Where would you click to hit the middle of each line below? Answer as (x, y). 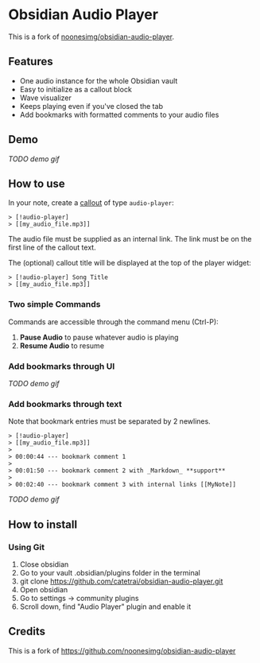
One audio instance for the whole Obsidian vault (99, 80)
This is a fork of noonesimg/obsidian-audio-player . (91, 37)
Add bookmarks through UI (62, 366)
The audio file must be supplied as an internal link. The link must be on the (130, 239)
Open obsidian (44, 589)
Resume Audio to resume (62, 345)
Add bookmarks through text (65, 404)
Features (31, 62)
